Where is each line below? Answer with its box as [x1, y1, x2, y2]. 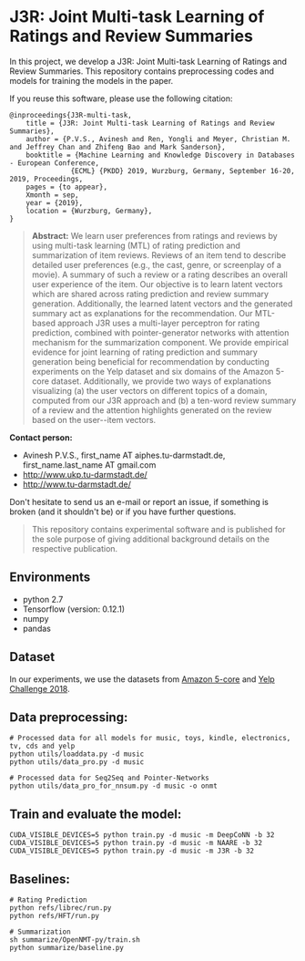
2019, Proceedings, [9, 174, 84, 183]
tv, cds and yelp [9, 741, 76, 751]
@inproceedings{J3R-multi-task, [9, 110, 132, 119]
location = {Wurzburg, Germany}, [25, 206, 153, 215]
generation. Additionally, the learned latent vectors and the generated [31, 298, 293, 309]
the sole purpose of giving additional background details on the [31, 533, 270, 544]
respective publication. [31, 542, 118, 553]
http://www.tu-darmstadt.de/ [22, 479, 132, 490]
